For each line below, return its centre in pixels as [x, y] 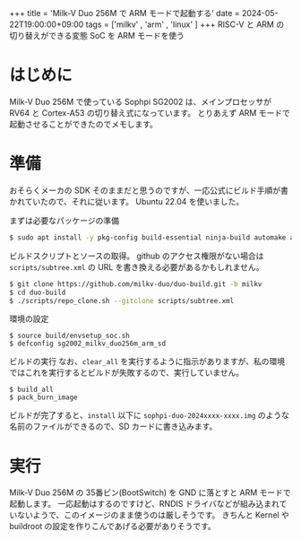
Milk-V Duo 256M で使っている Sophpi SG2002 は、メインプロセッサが [140, 101]
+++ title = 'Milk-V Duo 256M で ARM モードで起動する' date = [125, 13]
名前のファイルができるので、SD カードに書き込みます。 [113, 427]
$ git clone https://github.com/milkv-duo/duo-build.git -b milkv [136, 284]
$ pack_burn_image [43, 397]
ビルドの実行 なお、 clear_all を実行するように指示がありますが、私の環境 [147, 361]
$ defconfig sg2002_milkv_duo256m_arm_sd [88, 344]
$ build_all [31, 390]
